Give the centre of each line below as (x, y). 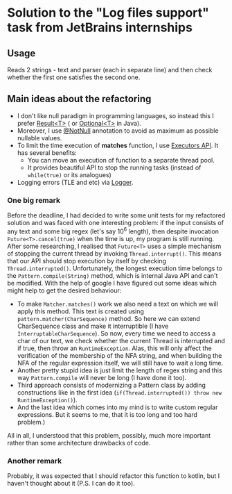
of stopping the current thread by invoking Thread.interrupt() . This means (114, 253)
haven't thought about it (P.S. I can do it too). (71, 484)
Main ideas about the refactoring (79, 99)
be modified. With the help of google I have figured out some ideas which (112, 283)
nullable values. (39, 138)
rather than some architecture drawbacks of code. (79, 443)
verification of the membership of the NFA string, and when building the (119, 355)
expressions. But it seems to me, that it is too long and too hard (107, 414)
